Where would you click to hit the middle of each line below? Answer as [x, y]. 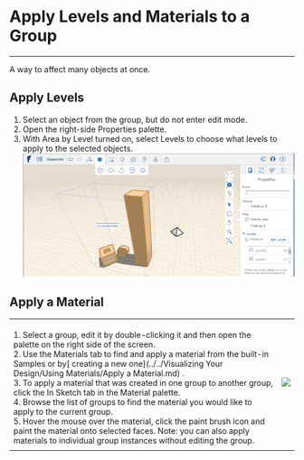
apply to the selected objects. [78, 148]
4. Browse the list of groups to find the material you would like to [133, 402]
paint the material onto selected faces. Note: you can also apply [132, 430]
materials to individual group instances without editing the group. [134, 440]
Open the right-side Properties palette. [95, 129]
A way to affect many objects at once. [80, 69]
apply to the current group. [63, 411]
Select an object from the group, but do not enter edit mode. [135, 119]
